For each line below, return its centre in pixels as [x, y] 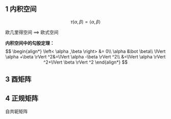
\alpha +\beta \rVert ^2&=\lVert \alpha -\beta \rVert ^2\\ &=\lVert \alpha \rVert [85, 56]
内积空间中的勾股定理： [30, 43]
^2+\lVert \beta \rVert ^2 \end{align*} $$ [85, 62]
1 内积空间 [21, 9]
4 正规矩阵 [22, 98]
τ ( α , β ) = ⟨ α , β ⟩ [85, 21]
